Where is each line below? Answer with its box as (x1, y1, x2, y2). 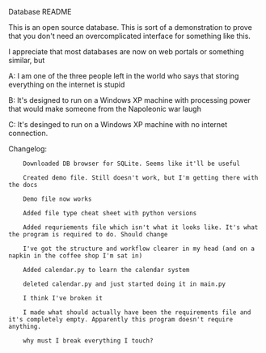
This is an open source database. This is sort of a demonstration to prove (8, 23, 252, 32)
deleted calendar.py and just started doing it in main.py (23, 280, 226, 288)
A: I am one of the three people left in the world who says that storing (8, 71, 239, 80)
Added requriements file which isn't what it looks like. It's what (23, 223, 259, 232)
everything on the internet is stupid (8, 80, 125, 89)
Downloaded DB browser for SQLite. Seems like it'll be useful (23, 159, 241, 168)
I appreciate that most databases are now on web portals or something (8, 47, 244, 56)
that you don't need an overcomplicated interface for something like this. (8, 32, 251, 40)
